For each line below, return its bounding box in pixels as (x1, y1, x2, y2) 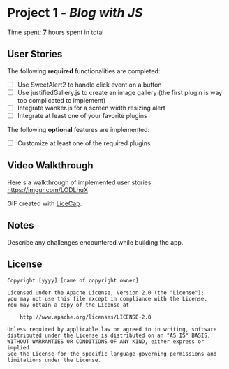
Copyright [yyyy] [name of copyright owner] (7, 277, 139, 284)
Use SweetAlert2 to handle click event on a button (17, 80, 162, 89)
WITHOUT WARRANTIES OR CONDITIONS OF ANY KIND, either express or (7, 338, 205, 345)
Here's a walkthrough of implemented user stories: (7, 178, 154, 187)
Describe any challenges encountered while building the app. (7, 238, 184, 246)
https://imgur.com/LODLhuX (7, 185, 89, 194)
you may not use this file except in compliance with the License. (7, 295, 208, 302)
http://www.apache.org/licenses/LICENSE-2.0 (20, 313, 152, 321)
